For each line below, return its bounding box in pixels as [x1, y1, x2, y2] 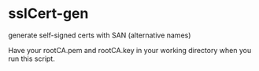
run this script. [8, 54, 55, 63]
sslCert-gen [8, 5, 89, 23]
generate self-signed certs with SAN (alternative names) [8, 30, 191, 40]
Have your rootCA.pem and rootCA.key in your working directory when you [8, 45, 252, 55]
